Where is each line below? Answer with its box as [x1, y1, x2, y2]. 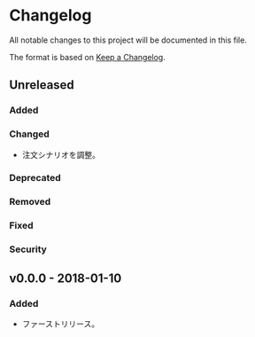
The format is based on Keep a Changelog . [9, 51, 166, 62]
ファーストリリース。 [21, 318, 100, 329]
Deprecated [9, 172, 62, 184]
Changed [9, 128, 50, 140]
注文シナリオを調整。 [21, 149, 100, 160]
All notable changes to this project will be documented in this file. [9, 35, 248, 45]
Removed [9, 196, 51, 208]
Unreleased [9, 77, 75, 93]
